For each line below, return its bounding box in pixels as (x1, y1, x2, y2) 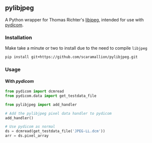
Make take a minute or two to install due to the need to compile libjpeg (5, 45, 148, 51)
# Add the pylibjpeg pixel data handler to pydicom (5, 111, 112, 116)
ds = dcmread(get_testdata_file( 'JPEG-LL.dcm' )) (5, 129, 105, 134)
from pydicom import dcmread (5, 89, 64, 94)
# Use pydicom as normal (5, 124, 55, 129)
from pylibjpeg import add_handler (5, 102, 77, 107)
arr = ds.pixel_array (5, 133, 49, 138)
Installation (5, 34, 33, 41)
